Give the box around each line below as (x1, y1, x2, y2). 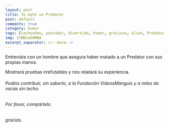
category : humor (5, 26, 39, 31)
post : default (5, 17, 35, 22)
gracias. (5, 116, 23, 123)
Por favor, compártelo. (5, 101, 52, 107)
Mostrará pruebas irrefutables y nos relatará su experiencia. (5, 69, 130, 75)
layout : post (5, 7, 33, 13)
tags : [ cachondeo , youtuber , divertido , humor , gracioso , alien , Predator (5, 31, 165, 36)
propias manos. (5, 59, 38, 65)
